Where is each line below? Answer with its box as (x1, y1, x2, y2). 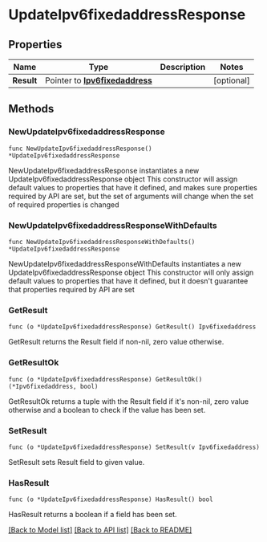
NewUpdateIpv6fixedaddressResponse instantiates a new (8, 165, 200, 175)
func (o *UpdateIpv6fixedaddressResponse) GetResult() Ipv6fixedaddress (8, 323, 257, 331)
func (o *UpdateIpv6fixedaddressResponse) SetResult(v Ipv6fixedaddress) (8, 443, 261, 451)
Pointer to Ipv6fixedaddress (45, 75, 152, 86)
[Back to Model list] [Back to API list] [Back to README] (8, 525, 192, 535)
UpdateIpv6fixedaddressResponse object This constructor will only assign (8, 267, 254, 277)
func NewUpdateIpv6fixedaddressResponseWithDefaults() (8, 238, 196, 246)
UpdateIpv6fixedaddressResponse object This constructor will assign (8, 174, 238, 184)
